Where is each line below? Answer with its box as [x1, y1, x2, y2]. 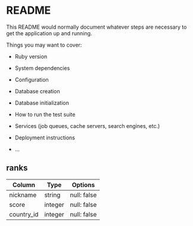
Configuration [14, 76, 49, 83]
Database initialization [14, 99, 70, 106]
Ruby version [14, 53, 48, 60]
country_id [9, 210, 39, 218]
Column [12, 181, 36, 189]
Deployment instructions [14, 134, 76, 141]
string [44, 191, 61, 199]
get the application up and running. [6, 29, 92, 36]
